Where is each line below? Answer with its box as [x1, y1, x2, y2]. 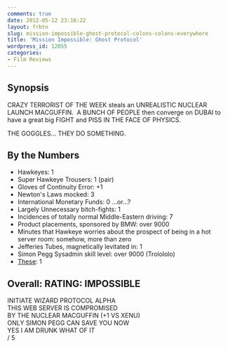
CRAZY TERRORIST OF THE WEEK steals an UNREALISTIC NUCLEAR [7, 100, 208, 109]
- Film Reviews [7, 56, 52, 63]
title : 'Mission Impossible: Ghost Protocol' [7, 36, 142, 43]
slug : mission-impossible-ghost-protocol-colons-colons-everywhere [7, 29, 209, 37]
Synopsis [7, 82, 49, 94]
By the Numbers [7, 149, 80, 161]
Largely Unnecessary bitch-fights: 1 [17, 205, 121, 214]
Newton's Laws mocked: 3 [17, 190, 95, 199]
